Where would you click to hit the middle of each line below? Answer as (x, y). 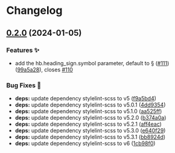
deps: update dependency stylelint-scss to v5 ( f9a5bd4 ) (86, 99)
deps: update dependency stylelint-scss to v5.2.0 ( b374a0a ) (91, 118)
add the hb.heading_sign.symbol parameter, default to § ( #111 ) (92, 63)
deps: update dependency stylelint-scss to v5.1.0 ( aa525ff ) (88, 111)
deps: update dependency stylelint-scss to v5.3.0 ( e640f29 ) (90, 131)
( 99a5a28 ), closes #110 (44, 70)
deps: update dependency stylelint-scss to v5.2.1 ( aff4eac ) (88, 124)
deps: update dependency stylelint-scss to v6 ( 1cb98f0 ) (85, 143)
